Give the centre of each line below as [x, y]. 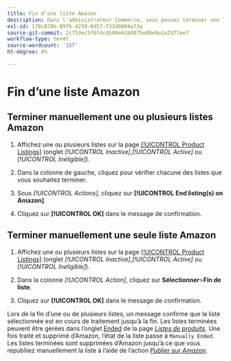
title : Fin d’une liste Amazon [52, 13]
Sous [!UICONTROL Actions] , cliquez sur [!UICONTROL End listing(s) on [120, 193]
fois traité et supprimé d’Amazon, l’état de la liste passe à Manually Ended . [111, 336]
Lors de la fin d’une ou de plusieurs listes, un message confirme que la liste [114, 314]
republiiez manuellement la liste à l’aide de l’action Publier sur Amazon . [108, 350]
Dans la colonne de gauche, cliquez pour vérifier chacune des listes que [119, 172]
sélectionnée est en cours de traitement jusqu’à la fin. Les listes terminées [112, 321]
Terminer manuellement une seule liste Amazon [112, 236]
